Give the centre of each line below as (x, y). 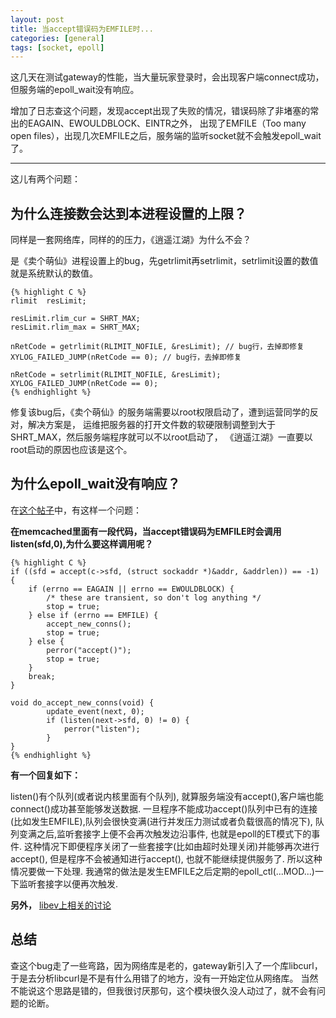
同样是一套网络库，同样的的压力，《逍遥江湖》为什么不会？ (131, 240)
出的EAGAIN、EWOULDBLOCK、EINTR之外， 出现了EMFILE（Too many (158, 123)
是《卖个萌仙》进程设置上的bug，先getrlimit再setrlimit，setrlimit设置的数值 (164, 261)
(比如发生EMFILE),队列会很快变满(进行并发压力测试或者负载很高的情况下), (161, 821)
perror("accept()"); (89, 650)
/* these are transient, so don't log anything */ (154, 597)
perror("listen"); (102, 729)
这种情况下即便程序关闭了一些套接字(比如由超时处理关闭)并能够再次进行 (171, 846)
